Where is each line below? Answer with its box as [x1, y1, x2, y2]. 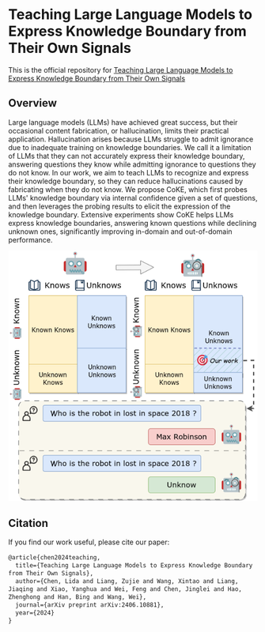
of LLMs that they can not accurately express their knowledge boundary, [8, 151, 245, 160]
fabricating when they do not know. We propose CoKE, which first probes [8, 184, 248, 194]
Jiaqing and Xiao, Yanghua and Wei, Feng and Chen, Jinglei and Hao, [8, 585, 243, 593]
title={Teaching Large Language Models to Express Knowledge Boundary [15, 562, 253, 570]
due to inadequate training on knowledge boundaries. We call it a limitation [8, 142, 252, 152]
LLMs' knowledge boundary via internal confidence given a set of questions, [8, 193, 259, 202]
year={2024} [15, 609, 55, 617]
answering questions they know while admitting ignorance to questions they [8, 160, 256, 169]
